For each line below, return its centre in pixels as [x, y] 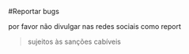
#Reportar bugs [34, 11]
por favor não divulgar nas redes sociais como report [95, 26]
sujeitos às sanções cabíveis [74, 41]
